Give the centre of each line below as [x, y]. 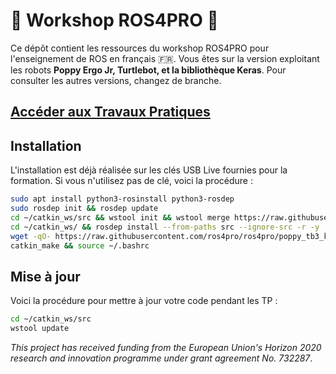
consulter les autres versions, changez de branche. [116, 80]
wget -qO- [31, 236]
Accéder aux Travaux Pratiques [110, 112]
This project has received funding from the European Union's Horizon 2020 [166, 347]
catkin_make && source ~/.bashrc [80, 245]
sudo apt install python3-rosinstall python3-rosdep [122, 199]
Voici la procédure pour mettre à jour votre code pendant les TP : [144, 301]
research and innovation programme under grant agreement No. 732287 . [161, 358]
